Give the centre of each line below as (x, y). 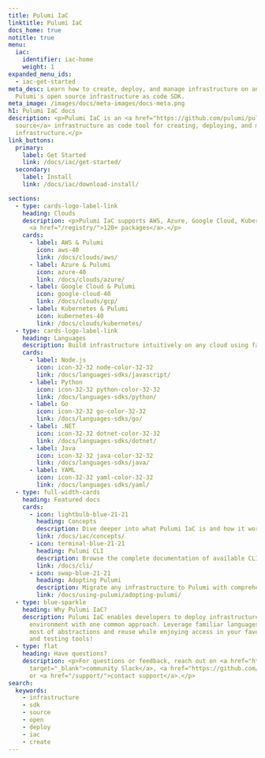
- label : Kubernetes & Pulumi (78, 309)
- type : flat (37, 647)
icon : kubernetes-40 (70, 316)
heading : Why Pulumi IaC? (65, 610)
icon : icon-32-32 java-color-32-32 (95, 456)
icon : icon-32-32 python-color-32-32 (98, 389)
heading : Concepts (67, 522)
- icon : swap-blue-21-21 (70, 573)
